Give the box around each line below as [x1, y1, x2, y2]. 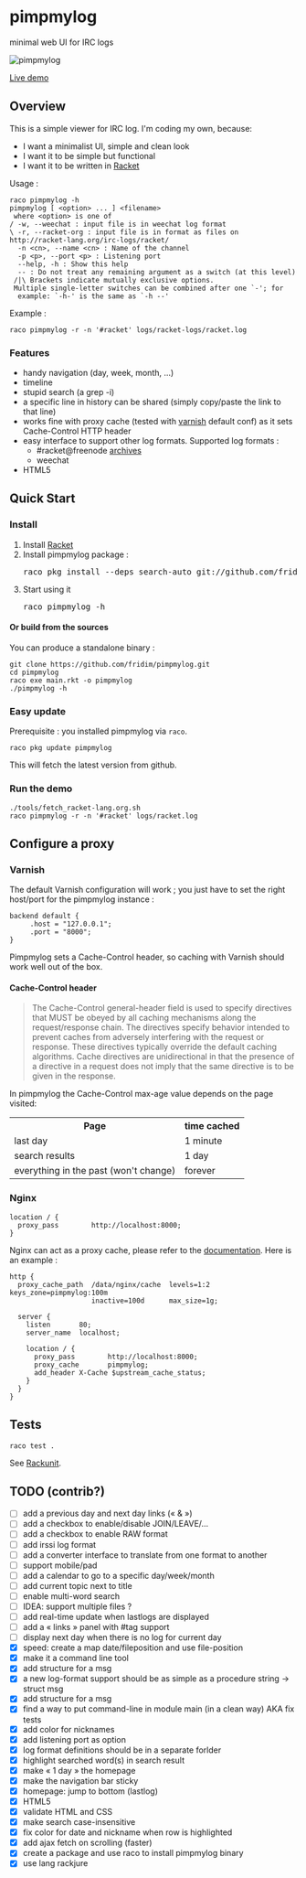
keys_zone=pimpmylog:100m [9, 1288, 108, 1297]
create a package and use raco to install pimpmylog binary [22, 1848, 244, 1859]
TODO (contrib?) [9, 1484, 105, 1499]
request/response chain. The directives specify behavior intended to [31, 1022, 290, 1033]
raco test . [9, 1441, 55, 1451]
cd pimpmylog [9, 668, 59, 677]
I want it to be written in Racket [22, 160, 140, 171]
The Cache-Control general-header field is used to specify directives [31, 1003, 292, 1014]
